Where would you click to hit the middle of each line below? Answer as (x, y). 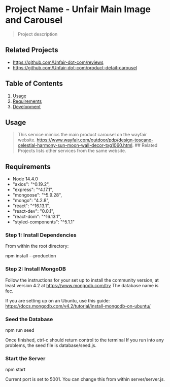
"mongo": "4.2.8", (31, 201)
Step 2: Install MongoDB (36, 269)
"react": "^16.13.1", (31, 206)
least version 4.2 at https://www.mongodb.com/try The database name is (82, 285)
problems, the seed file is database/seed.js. (51, 345)
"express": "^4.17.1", (33, 190)
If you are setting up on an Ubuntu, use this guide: (58, 300)
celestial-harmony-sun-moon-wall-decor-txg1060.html (75, 145)
